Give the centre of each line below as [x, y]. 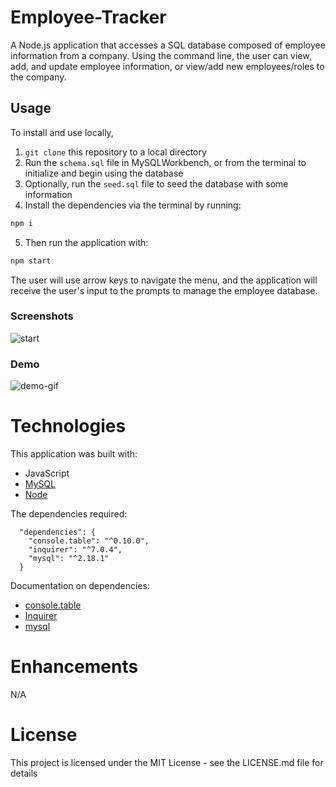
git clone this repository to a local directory [115, 152]
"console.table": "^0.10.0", [89, 541]
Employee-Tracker [88, 17]
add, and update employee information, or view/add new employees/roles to [167, 66]
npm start [31, 261]
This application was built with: [74, 454]
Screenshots [42, 316]
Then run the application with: [86, 242]
